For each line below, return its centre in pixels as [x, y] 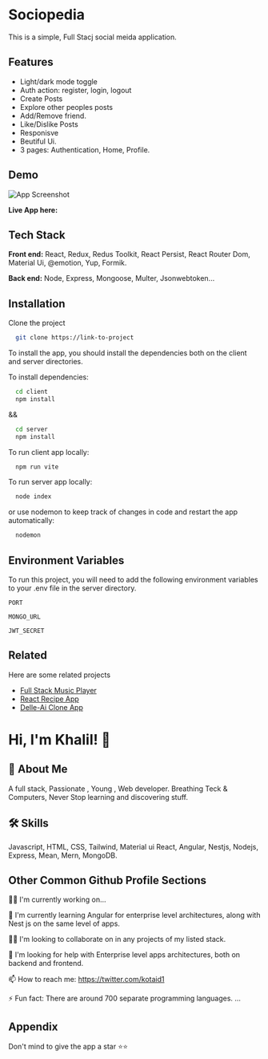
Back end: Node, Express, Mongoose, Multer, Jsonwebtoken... [112, 278]
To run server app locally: [50, 482]
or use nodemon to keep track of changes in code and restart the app [123, 512]
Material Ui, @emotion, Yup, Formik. [68, 263]
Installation [37, 304]
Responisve [39, 132]
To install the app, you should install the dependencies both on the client [128, 353]
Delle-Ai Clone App [52, 707]
